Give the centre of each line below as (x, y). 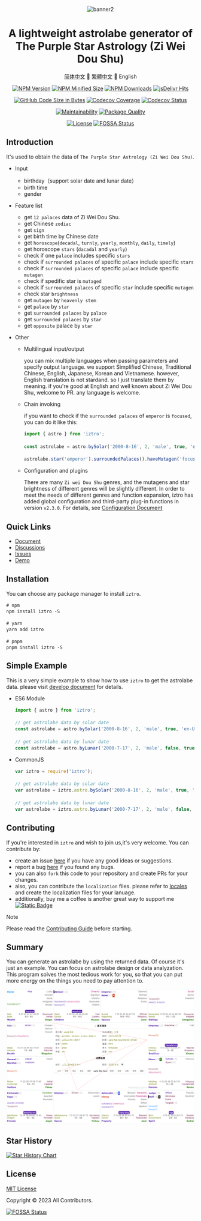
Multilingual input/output (54, 349)
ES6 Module (30, 698)
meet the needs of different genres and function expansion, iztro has (109, 495)
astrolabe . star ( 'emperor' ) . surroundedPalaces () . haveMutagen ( (101, 459)
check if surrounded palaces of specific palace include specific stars (109, 262)
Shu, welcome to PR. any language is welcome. (82, 392)
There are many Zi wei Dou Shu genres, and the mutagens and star (106, 482)
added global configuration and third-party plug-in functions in (101, 501)
